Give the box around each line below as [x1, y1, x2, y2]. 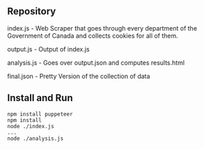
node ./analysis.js [7, 135, 64, 142]
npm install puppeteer [7, 111, 73, 118]
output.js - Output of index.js [7, 45, 90, 53]
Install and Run [7, 92, 73, 104]
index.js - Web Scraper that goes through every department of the [7, 24, 197, 32]
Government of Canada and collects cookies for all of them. [7, 31, 179, 40]
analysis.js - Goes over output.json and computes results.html [7, 58, 185, 67]
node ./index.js [7, 123, 54, 130]
